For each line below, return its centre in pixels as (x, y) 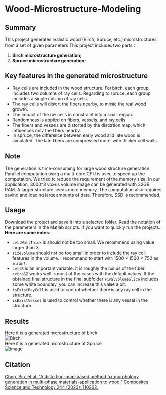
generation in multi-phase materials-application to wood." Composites (77, 382)
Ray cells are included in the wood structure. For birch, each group (80, 88)
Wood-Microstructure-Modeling (73, 9)
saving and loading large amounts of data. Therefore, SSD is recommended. (83, 195)
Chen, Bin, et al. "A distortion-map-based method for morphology (72, 377)
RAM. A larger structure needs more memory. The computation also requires (83, 189)
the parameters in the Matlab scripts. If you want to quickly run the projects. (83, 227)
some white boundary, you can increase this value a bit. (69, 284)
